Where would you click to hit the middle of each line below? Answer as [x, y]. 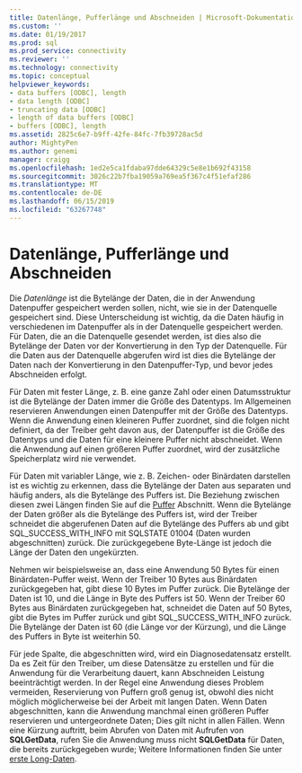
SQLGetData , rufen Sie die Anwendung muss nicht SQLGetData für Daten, [147, 739]
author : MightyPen [44, 143]
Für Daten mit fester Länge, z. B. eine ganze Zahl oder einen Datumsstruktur [150, 391]
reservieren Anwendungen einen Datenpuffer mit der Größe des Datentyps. [149, 410]
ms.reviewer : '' [40, 59]
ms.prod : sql [34, 43]
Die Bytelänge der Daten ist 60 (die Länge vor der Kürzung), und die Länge [148, 627]
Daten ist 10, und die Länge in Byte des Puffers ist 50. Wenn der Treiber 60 [147, 598]
